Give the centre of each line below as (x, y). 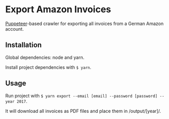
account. (15, 29)
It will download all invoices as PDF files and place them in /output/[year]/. (83, 111)
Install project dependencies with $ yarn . (48, 67)
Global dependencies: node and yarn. (45, 57)
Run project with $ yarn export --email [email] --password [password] (81, 96)
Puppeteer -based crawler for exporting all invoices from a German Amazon (84, 23)
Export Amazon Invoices (58, 9)
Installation (23, 45)
